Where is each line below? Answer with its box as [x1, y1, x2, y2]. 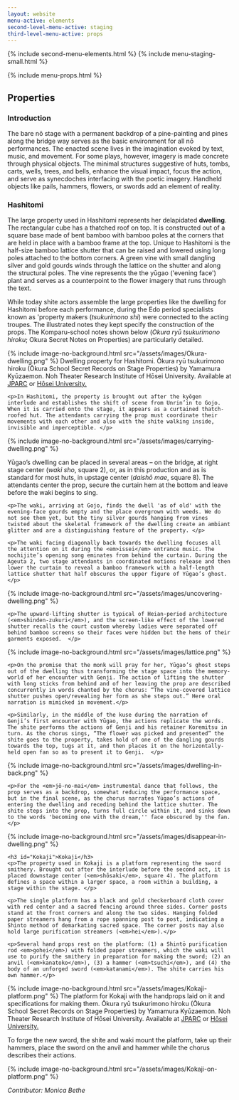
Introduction [7, 113, 51, 123]
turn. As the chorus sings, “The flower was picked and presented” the [7, 730, 224, 737]
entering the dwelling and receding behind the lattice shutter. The [7, 801, 218, 808]
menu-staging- [171, 50, 216, 58]
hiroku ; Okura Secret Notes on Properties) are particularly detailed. [7, 336, 204, 344]
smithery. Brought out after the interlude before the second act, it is [7, 866, 231, 873]
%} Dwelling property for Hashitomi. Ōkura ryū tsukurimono [49, 357, 225, 365]
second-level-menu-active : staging [7, 23, 113, 31]
